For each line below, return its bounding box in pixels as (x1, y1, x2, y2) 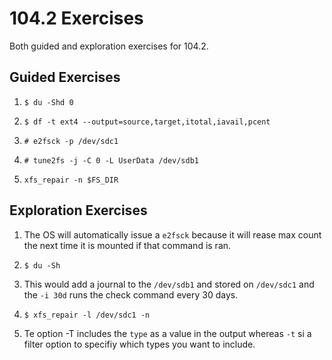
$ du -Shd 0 (23, 97, 74, 107)
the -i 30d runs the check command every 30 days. (23, 288, 239, 301)
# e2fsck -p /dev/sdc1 (23, 136, 119, 146)
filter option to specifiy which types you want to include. (23, 338, 256, 350)
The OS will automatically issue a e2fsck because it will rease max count (23, 228, 322, 241)
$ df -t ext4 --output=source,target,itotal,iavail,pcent (23, 117, 271, 127)
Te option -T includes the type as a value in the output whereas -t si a (23, 327, 312, 339)
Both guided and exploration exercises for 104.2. (9, 40, 209, 52)
